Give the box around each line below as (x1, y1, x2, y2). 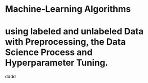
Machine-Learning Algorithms (5, 3, 131, 15)
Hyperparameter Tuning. (5, 57, 108, 68)
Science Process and (5, 47, 93, 58)
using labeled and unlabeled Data (5, 26, 144, 37)
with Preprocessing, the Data (5, 36, 126, 48)
